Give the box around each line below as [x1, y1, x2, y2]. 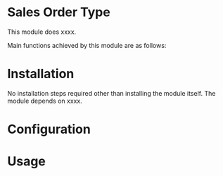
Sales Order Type [7, 4, 110, 20]
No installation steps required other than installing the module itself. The [7, 89, 216, 97]
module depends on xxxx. [7, 96, 82, 105]
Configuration [7, 121, 91, 137]
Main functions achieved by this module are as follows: [7, 41, 167, 49]
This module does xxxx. [7, 27, 77, 36]
